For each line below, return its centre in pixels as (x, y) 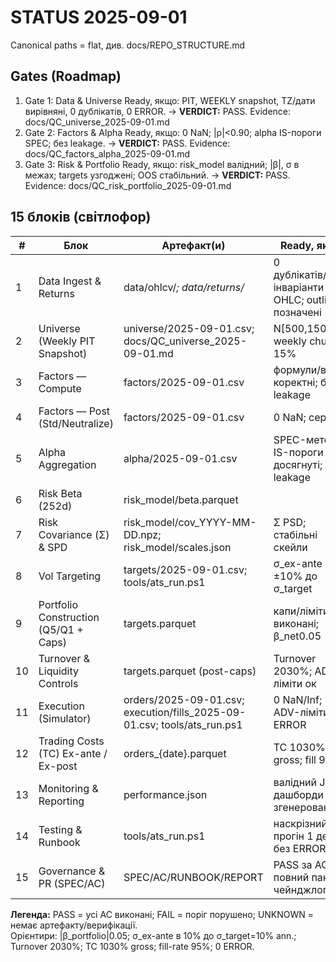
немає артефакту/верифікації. (74, 925)
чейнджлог (300, 889)
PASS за (293, 864)
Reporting (61, 801)
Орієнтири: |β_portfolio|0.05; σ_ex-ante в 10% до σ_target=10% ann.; (153, 935)
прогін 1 (293, 836)
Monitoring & (68, 788)
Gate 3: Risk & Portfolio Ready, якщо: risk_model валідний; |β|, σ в (162, 164)
